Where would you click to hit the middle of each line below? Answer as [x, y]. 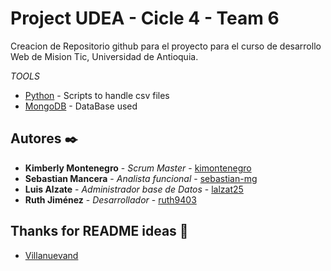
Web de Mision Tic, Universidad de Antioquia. [104, 56]
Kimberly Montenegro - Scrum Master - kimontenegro [138, 168]
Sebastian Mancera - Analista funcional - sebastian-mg [141, 178]
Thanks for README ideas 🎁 [99, 231]
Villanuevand [51, 255]
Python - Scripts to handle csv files [97, 95]
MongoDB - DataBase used [81, 106]
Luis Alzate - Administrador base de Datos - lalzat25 [134, 189]
